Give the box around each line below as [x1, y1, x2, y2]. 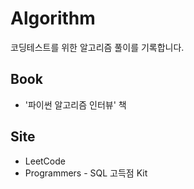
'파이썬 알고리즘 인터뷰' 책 [24, 98, 127, 111]
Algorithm [10, 7, 96, 30]
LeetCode [24, 155, 66, 167]
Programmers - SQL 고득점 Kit [24, 167, 148, 179]
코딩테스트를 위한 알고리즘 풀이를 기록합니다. [10, 41, 185, 53]
